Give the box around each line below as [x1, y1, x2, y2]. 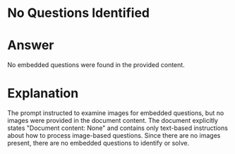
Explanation [7, 85, 79, 102]
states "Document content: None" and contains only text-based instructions [7, 124, 228, 132]
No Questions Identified [7, 5, 150, 21]
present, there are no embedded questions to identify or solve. [7, 139, 190, 148]
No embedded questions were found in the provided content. [7, 61, 185, 69]
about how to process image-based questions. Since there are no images [7, 131, 221, 140]
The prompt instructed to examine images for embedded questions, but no [7, 109, 224, 117]
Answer [7, 37, 54, 54]
